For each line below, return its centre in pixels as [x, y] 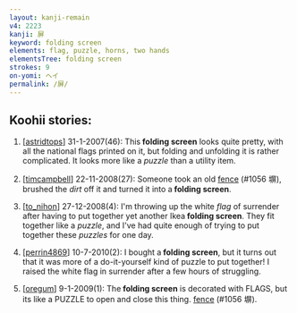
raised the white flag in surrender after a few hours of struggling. [141, 271]
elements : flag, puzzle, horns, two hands [89, 51]
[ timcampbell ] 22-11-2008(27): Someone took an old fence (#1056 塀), [152, 179]
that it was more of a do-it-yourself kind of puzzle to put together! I [146, 262]
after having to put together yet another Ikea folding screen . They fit [148, 216]
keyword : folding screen [55, 42]
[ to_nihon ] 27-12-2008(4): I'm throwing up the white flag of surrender [151, 207]
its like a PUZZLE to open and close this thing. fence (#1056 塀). [140, 300]
